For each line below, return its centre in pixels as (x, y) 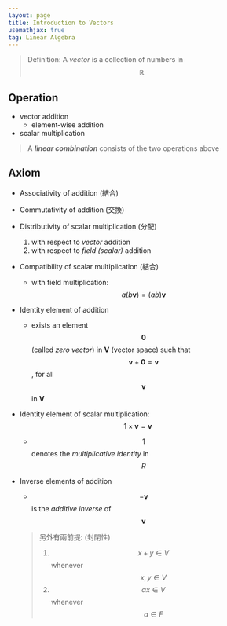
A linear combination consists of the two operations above (123, 148)
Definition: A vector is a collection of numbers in (105, 60)
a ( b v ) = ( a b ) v (144, 295)
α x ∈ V (153, 589)
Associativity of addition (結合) (69, 192)
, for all (42, 374)
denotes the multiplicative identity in (90, 453)
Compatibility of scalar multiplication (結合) (89, 266)
